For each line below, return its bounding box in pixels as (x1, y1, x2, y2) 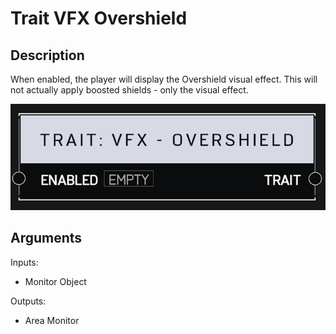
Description (10, 47, 85, 64)
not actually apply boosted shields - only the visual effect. (10, 84, 249, 96)
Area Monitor (24, 314, 80, 326)
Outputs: (10, 295, 47, 307)
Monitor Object (24, 275, 87, 287)
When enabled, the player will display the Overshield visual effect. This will (10, 73, 318, 85)
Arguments (10, 230, 83, 247)
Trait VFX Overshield (10, 7, 188, 30)
